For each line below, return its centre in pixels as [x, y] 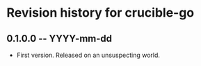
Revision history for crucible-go [100, 13]
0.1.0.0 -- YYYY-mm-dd [59, 39]
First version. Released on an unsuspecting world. [88, 55]
